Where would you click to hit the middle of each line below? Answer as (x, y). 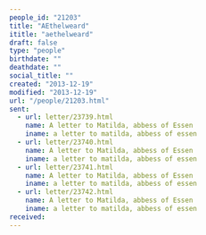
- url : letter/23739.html (66, 117)
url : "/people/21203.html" (59, 101)
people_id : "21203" (45, 17)
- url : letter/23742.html (66, 192)
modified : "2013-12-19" (54, 92)
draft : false (33, 42)
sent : (19, 109)
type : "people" (37, 51)
